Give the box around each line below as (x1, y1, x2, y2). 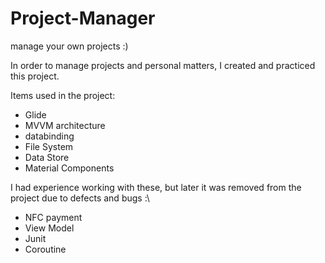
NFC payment (24, 211, 83, 223)
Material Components (24, 162, 115, 174)
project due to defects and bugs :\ (10, 192, 150, 204)
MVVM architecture (24, 119, 106, 131)
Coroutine (24, 243, 67, 255)
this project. (10, 70, 60, 82)
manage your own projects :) (10, 40, 129, 52)
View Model (24, 222, 75, 234)
